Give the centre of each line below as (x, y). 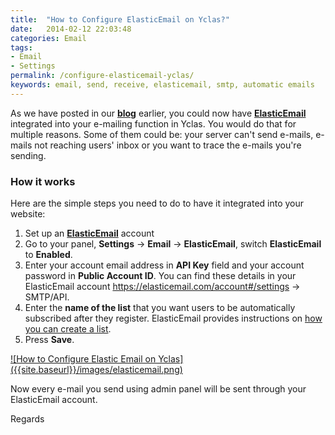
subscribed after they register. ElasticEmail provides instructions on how (173, 318)
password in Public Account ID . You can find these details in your (160, 276)
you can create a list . (68, 329)
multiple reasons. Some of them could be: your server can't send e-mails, (162, 134)
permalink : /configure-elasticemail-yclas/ (102, 76)
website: (28, 214)
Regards (27, 419)
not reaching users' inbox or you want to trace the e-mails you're (168, 145)
